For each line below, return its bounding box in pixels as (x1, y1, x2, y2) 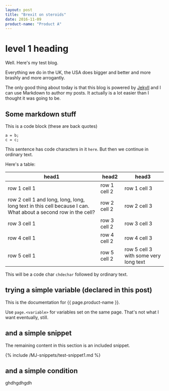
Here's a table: (5, 162, 36, 167)
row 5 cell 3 (124, 246, 152, 253)
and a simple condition (5, 367, 78, 375)
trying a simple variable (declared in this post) (5, 286, 152, 294)
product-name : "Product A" (5, 21, 62, 27)
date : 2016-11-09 (5, 17, 42, 22)
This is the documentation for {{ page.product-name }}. (5, 299, 120, 305)
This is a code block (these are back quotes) (5, 123, 98, 129)
